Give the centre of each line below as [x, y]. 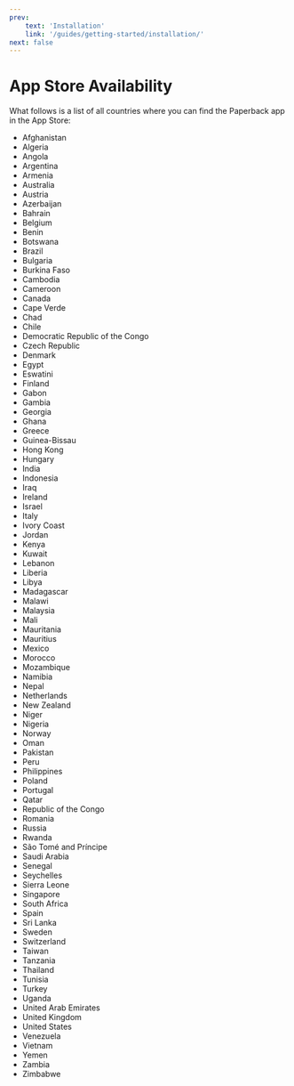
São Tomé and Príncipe [65, 847]
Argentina [40, 166]
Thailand [38, 970]
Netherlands [45, 696]
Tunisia [35, 979]
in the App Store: [40, 120]
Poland [35, 781]
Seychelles [42, 875]
